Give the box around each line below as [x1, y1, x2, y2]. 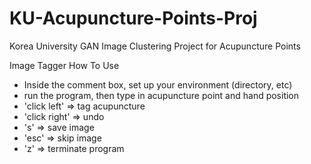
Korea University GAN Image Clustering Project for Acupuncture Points [9, 40, 301, 52]
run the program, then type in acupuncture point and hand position [23, 89, 300, 101]
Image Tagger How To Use [9, 59, 120, 71]
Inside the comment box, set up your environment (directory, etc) [23, 78, 293, 91]
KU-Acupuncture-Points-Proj [9, 7, 258, 30]
